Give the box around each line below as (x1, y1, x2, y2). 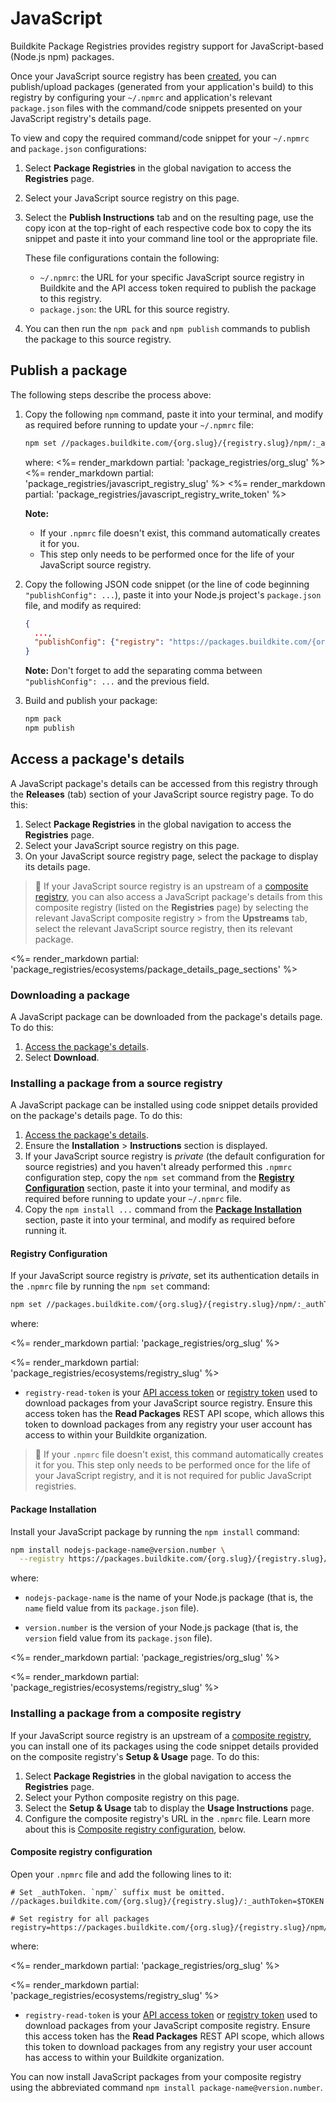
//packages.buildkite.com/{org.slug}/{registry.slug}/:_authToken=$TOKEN (10, 1896, 325, 1906)
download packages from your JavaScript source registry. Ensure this (24, 1397, 313, 1409)
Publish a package (10, 362, 128, 379)
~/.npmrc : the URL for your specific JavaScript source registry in (39, 271, 305, 283)
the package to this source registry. (24, 333, 172, 345)
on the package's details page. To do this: (10, 1110, 183, 1122)
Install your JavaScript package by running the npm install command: (10, 1525, 300, 1537)
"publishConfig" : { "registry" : (34, 637, 165, 647)
